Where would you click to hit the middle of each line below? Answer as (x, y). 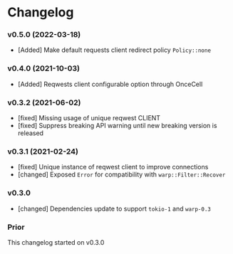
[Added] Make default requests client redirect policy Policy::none (114, 50)
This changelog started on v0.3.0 (56, 242)
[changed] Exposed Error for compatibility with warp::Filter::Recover (121, 174)
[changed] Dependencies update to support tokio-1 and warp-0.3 (114, 208)
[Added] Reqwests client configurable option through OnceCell (110, 84)
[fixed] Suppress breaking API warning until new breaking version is (117, 126)
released (31, 133)
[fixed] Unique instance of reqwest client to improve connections (113, 167)
